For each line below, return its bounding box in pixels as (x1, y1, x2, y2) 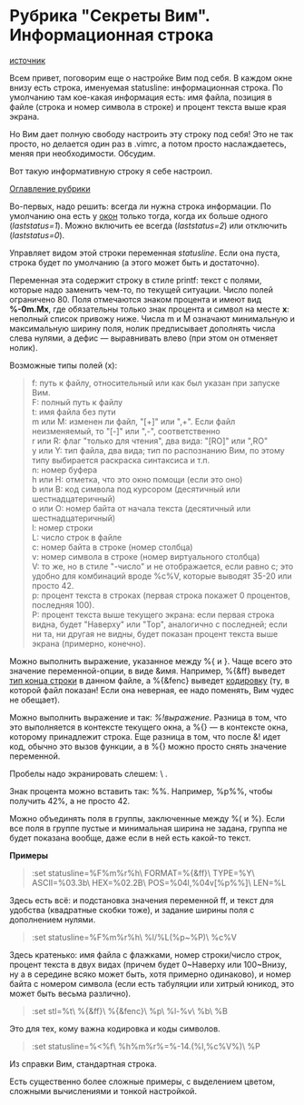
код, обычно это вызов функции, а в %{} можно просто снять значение (9, 741, 288, 752)
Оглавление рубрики (9, 183, 91, 194)
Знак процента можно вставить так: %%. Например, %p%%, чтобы (9, 785, 273, 796)
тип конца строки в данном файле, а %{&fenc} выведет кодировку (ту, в (9, 674, 290, 686)
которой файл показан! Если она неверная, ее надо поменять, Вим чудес (9, 684, 295, 695)
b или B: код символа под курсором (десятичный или (31, 483, 240, 494)
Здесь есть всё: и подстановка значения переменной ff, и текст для (9, 894, 274, 905)
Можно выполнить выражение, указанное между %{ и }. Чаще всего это (9, 655, 293, 666)
